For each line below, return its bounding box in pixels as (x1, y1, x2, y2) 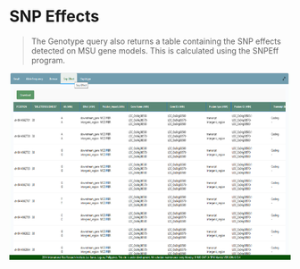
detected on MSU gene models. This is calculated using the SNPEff (30, 45, 279, 55)
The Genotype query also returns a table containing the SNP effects (30, 36, 281, 46)
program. (30, 55, 65, 65)
